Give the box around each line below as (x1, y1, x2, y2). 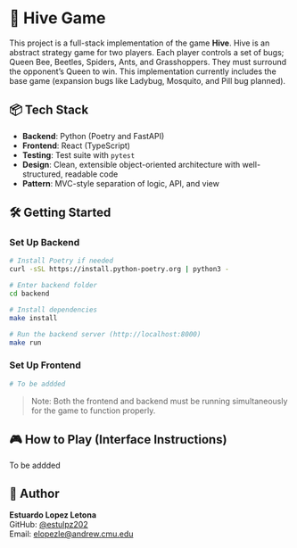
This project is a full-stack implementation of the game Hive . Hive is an (9, 37, 270, 48)
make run (9, 338, 42, 347)
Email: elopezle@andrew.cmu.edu (9, 528, 134, 539)
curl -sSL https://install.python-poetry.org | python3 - (9, 265, 229, 274)
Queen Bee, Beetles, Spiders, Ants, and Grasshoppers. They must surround (9, 56, 287, 67)
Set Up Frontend (9, 359, 82, 371)
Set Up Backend (9, 237, 80, 249)
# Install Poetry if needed (9, 256, 114, 266)
